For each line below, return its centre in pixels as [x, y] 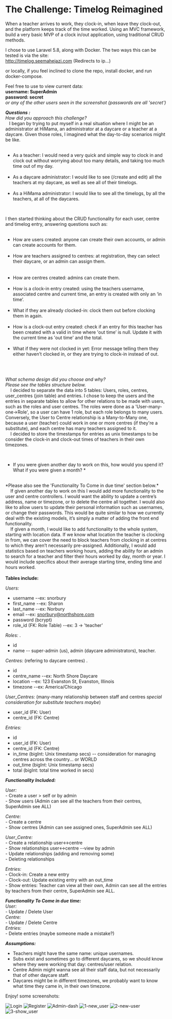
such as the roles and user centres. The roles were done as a [70, 406]
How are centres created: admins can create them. [66, 278]
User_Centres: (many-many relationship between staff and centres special [84, 697]
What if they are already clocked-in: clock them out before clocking [84, 310]
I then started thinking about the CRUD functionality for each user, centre [82, 219]
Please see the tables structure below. [46, 385]
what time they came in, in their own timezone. [62, 986]
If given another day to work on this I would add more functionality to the [87, 491]
